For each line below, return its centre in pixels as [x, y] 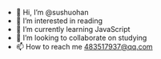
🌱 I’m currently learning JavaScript [73, 29]
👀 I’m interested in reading [59, 21]
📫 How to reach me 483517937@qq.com [85, 47]
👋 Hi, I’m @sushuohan [52, 12]
